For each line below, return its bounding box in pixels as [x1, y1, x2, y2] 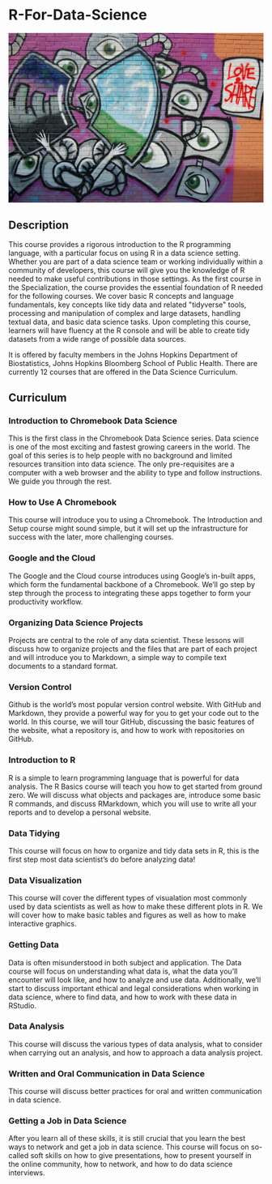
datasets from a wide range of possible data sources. [8, 334, 186, 344]
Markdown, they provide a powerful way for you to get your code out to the [8, 709, 260, 718]
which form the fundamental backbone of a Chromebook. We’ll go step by [8, 579, 255, 589]
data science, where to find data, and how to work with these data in [8, 992, 237, 1002]
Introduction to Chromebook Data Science [8, 415, 178, 426]
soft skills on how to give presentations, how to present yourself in [30, 1151, 252, 1161]
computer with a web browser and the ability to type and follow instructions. [8, 468, 263, 478]
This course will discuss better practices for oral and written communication [8, 1087, 262, 1097]
